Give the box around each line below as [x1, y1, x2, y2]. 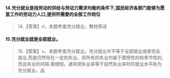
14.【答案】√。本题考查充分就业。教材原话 [17, 23, 107, 30]
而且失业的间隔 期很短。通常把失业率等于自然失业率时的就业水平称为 [17, 61, 162, 67]
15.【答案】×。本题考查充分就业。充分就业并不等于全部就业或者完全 [17, 48, 160, 55]
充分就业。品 [17, 67, 45, 73]
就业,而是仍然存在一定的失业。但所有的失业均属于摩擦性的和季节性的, [17, 55, 163, 61]
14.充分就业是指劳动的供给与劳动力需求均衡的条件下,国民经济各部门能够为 [5, 5, 160, 11]
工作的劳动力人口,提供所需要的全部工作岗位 [9, 11, 101, 17]
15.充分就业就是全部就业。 [5, 36, 61, 42]
